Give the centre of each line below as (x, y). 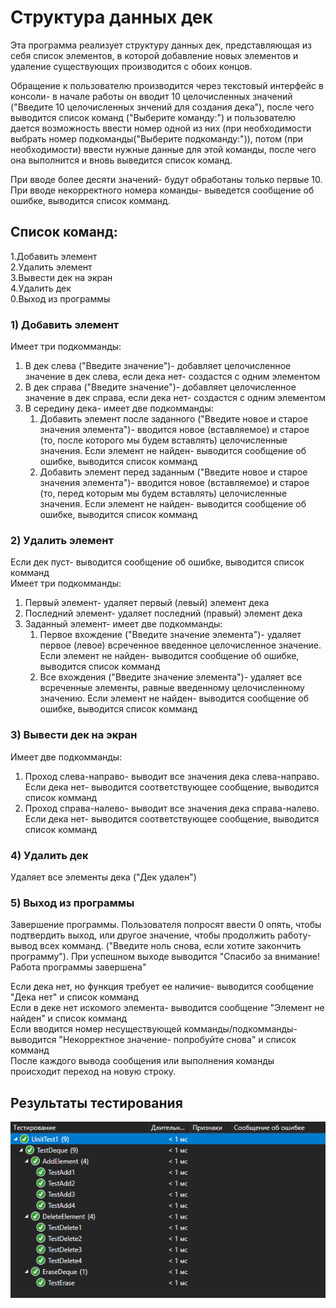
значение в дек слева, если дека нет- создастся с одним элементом (172, 377)
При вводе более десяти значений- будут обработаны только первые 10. (166, 179)
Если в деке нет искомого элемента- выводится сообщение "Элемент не (167, 1008)
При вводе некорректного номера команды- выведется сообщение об (162, 190)
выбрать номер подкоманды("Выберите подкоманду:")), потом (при (157, 138)
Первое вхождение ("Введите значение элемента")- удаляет (170, 635)
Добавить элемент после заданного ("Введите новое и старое (174, 419)
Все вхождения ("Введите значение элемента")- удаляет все (171, 677)
